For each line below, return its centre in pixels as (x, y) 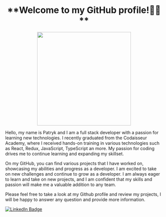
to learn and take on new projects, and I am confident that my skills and (79, 179)
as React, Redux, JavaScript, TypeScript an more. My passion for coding (80, 148)
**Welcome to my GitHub (62, 10)
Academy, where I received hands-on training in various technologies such (82, 143)
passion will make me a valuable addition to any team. (61, 185)
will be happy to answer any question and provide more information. (75, 200)
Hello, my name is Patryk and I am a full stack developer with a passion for (82, 132)
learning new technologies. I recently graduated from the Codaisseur (76, 138)
